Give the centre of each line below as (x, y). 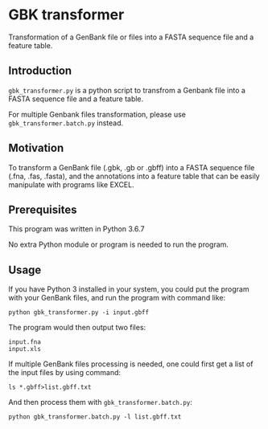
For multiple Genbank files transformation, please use (97, 114)
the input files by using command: (65, 373)
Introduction (40, 71)
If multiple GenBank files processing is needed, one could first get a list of (131, 364)
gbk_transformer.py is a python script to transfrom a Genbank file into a (127, 90)
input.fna (25, 342)
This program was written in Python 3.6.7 (76, 229)
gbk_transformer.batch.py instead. (66, 123)
